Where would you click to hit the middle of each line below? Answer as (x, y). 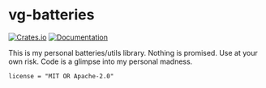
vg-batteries (51, 15)
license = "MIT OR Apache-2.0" (61, 76)
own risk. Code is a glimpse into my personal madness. (101, 61)
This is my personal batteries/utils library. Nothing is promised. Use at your (133, 52)
